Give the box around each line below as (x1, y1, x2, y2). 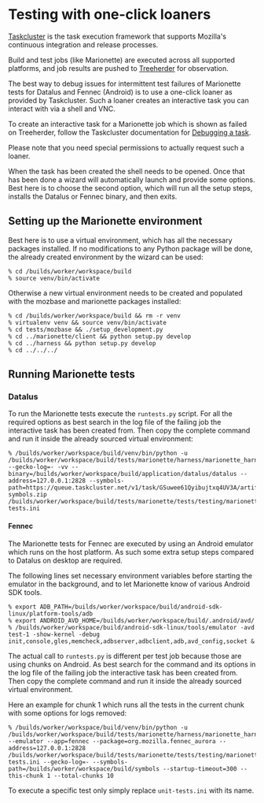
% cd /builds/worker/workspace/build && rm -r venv (8, 311, 181, 320)
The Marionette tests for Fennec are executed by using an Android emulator (8, 538, 254, 548)
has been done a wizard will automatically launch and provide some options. (8, 175, 255, 184)
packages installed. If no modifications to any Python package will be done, (8, 244, 253, 253)
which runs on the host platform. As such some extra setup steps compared (8, 547, 254, 556)
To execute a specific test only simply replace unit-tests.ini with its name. (8, 786, 255, 795)
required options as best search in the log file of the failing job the (8, 418, 222, 427)
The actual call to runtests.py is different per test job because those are (8, 651, 242, 660)
